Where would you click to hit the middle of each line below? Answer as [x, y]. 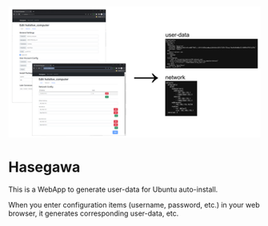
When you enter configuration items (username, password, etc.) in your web [134, 204]
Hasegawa [44, 167]
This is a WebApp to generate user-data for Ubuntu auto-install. [113, 189]
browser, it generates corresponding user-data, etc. [94, 213]
